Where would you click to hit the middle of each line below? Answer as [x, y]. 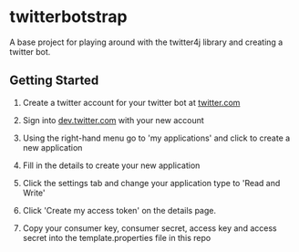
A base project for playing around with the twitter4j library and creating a [146, 42]
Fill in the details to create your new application [111, 165]
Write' [34, 193]
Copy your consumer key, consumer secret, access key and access [149, 228]
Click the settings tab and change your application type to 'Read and [151, 183]
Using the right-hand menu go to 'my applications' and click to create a [156, 138]
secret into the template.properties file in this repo [117, 237]
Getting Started [54, 81]
